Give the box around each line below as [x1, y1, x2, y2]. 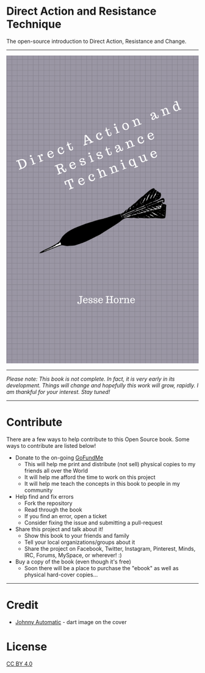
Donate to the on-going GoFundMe [15, 454, 104, 461]
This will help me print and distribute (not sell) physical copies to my [24, 461, 196, 468]
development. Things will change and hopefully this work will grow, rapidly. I [6, 382, 199, 389]
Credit [6, 598, 38, 612]
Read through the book [24, 506, 82, 513]
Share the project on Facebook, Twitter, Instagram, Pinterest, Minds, [24, 545, 196, 552]
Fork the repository [24, 500, 73, 507]
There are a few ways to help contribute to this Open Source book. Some [6, 436, 190, 443]
